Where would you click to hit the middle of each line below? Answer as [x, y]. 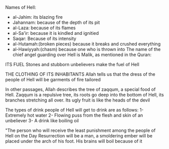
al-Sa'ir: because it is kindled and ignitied [56, 33]
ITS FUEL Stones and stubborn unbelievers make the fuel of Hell [72, 64]
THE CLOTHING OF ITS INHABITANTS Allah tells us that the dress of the [80, 74]
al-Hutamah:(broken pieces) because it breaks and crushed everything [87, 44]
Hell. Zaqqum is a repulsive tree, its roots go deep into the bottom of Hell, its [85, 95]
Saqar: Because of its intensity [45, 38]
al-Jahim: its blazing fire [38, 17]
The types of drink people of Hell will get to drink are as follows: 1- [75, 110]
